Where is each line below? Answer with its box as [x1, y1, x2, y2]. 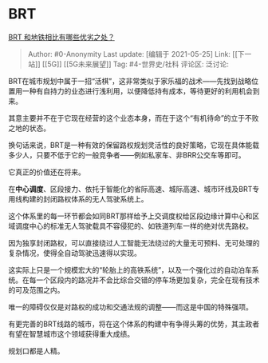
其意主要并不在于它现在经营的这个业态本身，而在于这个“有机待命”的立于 [8, 113, 246, 122]
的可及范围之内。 [8, 285, 65, 294]
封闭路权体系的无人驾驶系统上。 [42, 193, 148, 204]
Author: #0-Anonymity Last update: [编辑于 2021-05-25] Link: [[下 [27, 49, 245, 58]
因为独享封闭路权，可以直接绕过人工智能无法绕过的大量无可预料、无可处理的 [8, 237, 260, 248]
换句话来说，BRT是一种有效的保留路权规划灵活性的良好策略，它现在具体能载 [8, 140, 260, 150]
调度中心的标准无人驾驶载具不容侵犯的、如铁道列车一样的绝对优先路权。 [14, 221, 253, 230]
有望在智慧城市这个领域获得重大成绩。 [8, 329, 134, 338]
